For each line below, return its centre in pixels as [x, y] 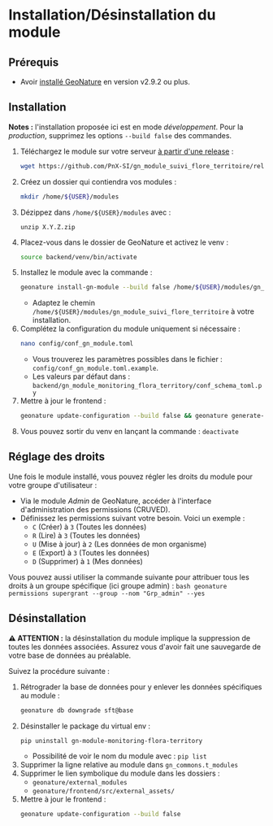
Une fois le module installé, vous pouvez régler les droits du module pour [131, 476]
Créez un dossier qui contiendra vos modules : [98, 181]
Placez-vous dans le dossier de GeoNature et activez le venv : [124, 242]
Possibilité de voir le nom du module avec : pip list [119, 756]
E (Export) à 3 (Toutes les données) [91, 552]
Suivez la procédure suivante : [59, 671]
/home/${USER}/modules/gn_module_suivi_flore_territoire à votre [143, 311]
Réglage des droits [57, 457]
